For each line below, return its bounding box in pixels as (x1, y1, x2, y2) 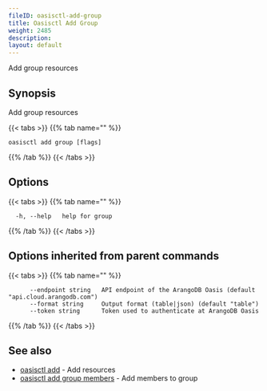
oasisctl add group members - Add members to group (19, 373, 198, 383)
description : (8, 34, 52, 42)
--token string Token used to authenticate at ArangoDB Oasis (29, 306, 260, 315)
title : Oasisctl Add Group (8, 19, 98, 27)
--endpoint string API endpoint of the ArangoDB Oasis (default (29, 286, 256, 294)
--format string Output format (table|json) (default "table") (29, 300, 260, 308)
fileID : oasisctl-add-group (8, 11, 102, 20)
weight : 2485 (8, 26, 52, 34)
